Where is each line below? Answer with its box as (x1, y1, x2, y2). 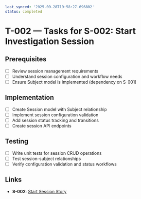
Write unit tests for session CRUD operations (12, 150, 102, 156)
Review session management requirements (12, 68, 99, 74)
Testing (5, 137, 29, 145)
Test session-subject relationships (12, 156, 81, 162)
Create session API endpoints (12, 123, 71, 128)
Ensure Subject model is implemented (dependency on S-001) (12, 79, 137, 85)
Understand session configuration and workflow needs (12, 73, 123, 79)
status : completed (5, 9, 42, 14)
